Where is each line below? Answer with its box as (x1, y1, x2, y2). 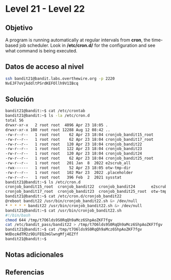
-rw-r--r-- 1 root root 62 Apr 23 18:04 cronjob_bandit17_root (5, 137, 154, 142)
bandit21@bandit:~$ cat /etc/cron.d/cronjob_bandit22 (5, 194, 122, 199)
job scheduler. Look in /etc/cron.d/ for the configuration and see (19, 42, 156, 48)
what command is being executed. (5, 48, 78, 54)
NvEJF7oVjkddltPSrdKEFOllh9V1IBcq (5, 81, 79, 86)
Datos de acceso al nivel (5, 62, 84, 71)
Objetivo (5, 23, 33, 32)
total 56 (5, 118, 24, 123)
